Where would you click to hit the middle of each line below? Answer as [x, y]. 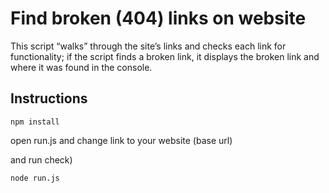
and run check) [41, 159]
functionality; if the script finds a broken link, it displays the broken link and [165, 56]
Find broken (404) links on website [158, 18]
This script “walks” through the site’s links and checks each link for [148, 46]
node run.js [35, 178]
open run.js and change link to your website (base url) [121, 140]
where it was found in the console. [81, 67]
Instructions [49, 98]
